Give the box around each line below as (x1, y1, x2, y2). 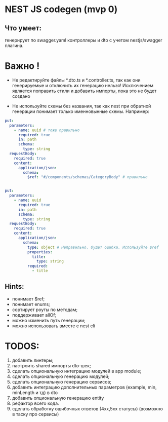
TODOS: (5, 340, 39, 352)
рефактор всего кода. (12, 400, 59, 406)
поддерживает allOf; (12, 312, 57, 318)
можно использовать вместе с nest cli (12, 323, 96, 329)
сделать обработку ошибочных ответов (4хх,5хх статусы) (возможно (12, 405, 163, 411)
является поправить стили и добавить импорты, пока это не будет (12, 88, 157, 94)
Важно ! (5, 60, 40, 72)
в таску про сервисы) (12, 411, 59, 417)
